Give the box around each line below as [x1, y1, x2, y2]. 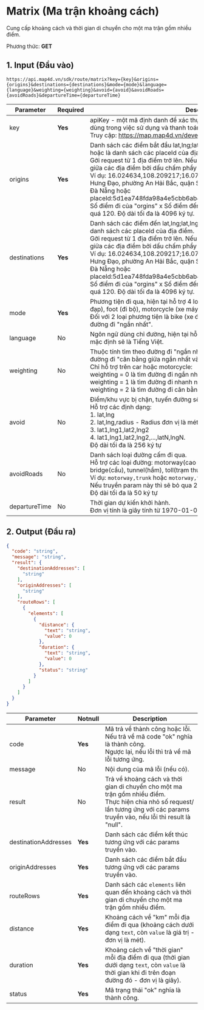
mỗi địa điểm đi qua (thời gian [105, 953, 190, 961]
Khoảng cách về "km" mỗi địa [105, 913, 190, 921]
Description [132, 714, 168, 723]
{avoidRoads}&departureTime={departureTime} [6, 92, 121, 98]
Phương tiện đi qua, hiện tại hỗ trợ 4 [90, 297, 192, 305]
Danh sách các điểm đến [90, 219, 161, 227]
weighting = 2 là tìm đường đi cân [90, 385, 185, 394]
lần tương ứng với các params [105, 805, 190, 813]
